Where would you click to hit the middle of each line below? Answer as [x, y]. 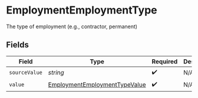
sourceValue [26, 73]
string [56, 73]
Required [165, 61]
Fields [18, 45]
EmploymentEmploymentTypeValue [97, 85]
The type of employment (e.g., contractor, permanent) [72, 26]
